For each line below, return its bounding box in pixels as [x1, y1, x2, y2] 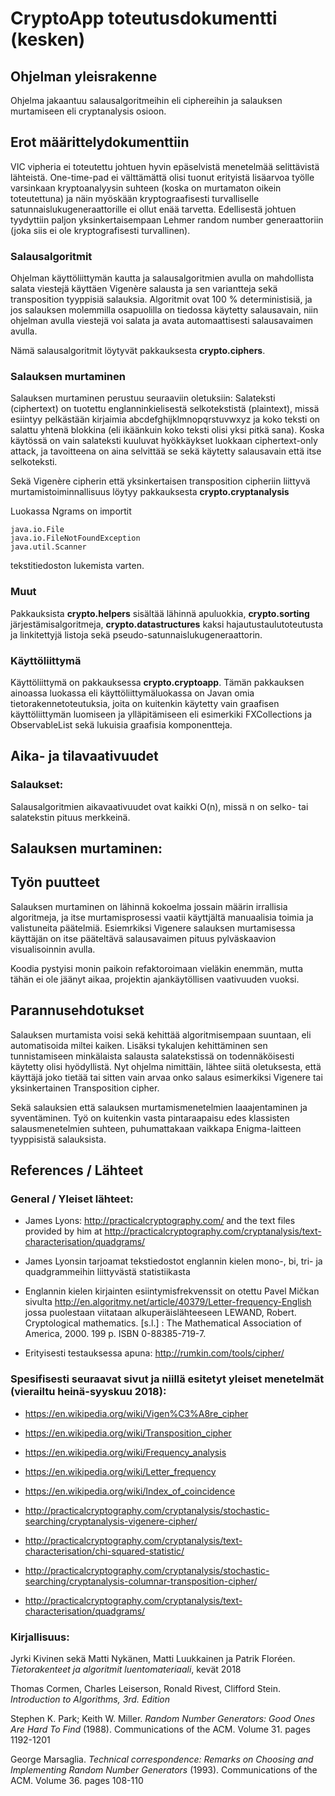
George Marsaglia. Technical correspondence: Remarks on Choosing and [10, 1753, 314, 1765]
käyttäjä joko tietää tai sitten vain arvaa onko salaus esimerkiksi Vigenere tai [10, 1071, 323, 1083]
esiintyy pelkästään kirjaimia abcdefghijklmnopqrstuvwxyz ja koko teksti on [10, 413, 321, 426]
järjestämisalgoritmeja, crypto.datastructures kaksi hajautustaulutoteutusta [10, 618, 324, 630]
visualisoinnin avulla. [10, 943, 96, 955]
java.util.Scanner [10, 542, 87, 552]
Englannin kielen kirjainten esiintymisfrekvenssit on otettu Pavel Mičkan [24, 1285, 320, 1297]
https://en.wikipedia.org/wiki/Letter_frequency [24, 1465, 217, 1477]
